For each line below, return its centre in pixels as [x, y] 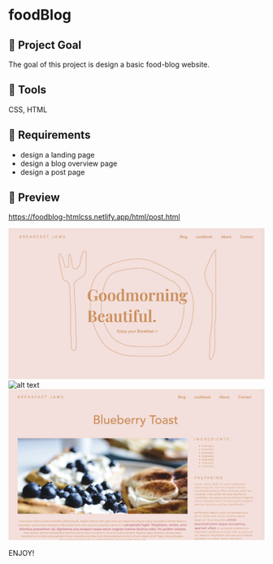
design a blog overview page [69, 163]
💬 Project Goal [45, 45]
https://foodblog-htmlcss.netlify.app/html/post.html [94, 217]
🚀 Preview [34, 198]
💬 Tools [28, 90]
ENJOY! [22, 553]
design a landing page [57, 154]
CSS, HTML [28, 109]
